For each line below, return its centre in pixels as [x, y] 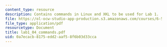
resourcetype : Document [30, 28]
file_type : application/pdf [34, 23]
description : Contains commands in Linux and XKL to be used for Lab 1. [82, 14]
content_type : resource [30, 10]
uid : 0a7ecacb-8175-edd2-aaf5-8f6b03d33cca [51, 37]
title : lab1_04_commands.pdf [35, 32]
